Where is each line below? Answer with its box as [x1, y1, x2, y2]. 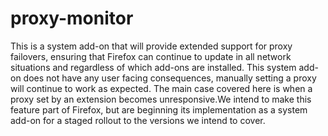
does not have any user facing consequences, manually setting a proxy [23, 72, 317, 84]
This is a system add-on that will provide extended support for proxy [10, 40, 293, 52]
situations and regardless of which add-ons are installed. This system [10, 61, 297, 73]
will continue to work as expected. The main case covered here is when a [10, 82, 313, 94]
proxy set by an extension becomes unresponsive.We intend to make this [10, 93, 312, 105]
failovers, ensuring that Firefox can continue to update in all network [10, 50, 292, 62]
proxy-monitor [10, 7, 134, 30]
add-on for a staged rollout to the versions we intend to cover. [10, 114, 266, 126]
